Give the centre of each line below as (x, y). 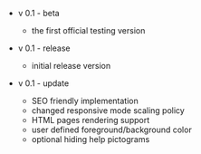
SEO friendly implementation (85, 101)
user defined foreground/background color (111, 130)
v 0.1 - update (43, 83)
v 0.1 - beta (39, 13)
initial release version (71, 66)
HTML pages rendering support (91, 120)
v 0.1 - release (44, 48)
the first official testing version (88, 30)
